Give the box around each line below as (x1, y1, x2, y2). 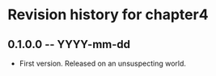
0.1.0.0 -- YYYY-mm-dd (7, 38, 131, 51)
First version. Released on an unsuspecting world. (19, 58, 187, 68)
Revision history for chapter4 (7, 6, 209, 24)
